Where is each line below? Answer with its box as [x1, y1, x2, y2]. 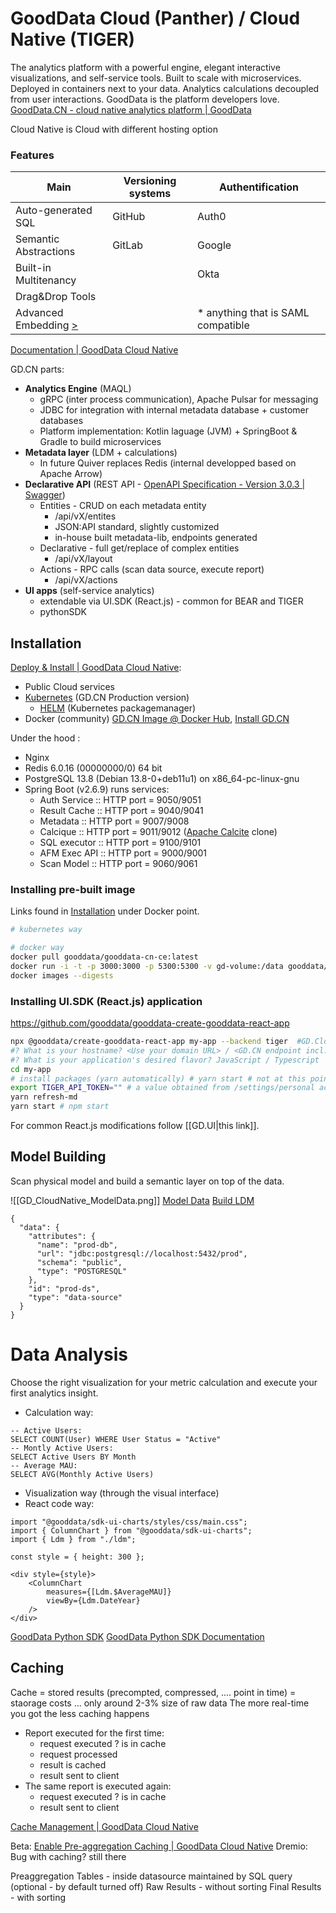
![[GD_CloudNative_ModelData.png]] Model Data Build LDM [10, 1194, 255, 1206]
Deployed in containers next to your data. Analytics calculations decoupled [10, 82, 320, 94]
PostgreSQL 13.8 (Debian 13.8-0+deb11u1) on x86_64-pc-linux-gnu [24, 773, 300, 785]
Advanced [15, 306, 64, 320]
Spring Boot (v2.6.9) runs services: [24, 783, 170, 796]
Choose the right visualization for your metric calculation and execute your [10, 1376, 318, 1388]
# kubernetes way [10, 925, 83, 935]
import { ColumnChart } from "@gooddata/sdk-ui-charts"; [10, 1525, 253, 1536]
